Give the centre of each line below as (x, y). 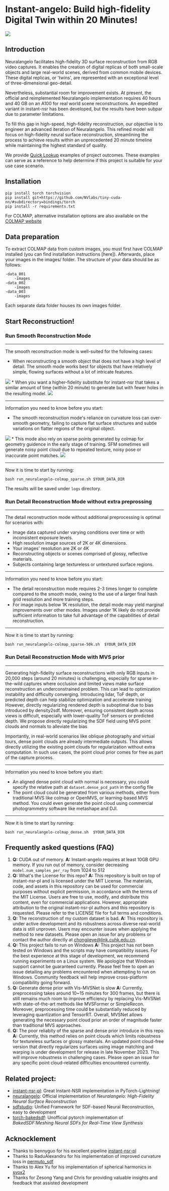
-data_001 (16, 274)
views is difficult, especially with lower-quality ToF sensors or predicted (79, 715)
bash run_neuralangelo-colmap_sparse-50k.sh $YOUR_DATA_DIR (71, 645)
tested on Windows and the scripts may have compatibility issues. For (85, 950)
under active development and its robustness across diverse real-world (87, 924)
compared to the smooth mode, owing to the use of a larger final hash (85, 594)
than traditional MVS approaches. (47, 1025)
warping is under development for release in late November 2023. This (86, 1052)
